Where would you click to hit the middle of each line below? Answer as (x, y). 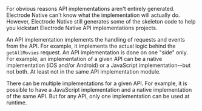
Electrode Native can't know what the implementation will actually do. (93, 15)
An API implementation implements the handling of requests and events (96, 40)
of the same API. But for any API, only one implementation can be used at (98, 96)
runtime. (17, 103)
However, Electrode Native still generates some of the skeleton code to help (101, 21)
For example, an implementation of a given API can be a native (84, 59)
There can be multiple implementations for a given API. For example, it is (97, 83)
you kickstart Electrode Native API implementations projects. (82, 28)
